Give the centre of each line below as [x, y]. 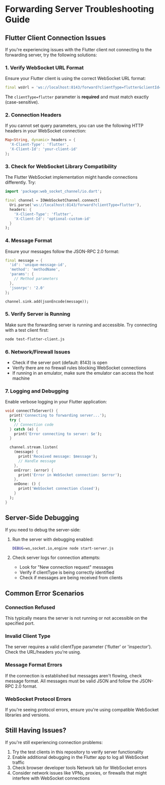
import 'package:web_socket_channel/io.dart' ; [54, 192]
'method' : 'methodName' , [35, 270]
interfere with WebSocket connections [51, 778]
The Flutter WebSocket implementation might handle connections [71, 177]
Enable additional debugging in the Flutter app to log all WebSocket [80, 757]
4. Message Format [29, 240]
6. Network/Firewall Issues [38, 352]
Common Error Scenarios [45, 593]
